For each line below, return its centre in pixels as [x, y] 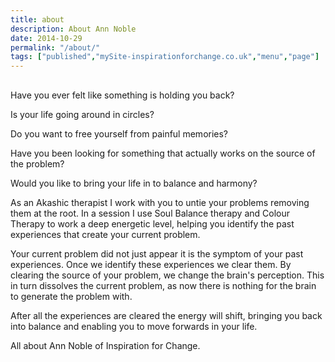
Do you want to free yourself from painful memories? [119, 133]
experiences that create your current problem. [105, 234]
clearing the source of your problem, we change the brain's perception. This [167, 275]
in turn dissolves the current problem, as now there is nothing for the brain [163, 285]
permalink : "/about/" [55, 47]
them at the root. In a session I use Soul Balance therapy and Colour [150, 213]
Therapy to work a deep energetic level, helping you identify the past [152, 223]
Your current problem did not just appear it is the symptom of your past [157, 253]
